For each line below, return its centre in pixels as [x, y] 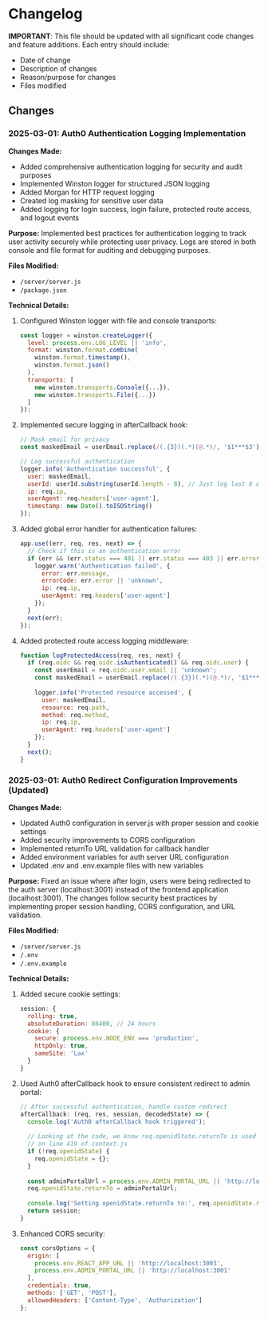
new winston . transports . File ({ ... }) [95, 395]
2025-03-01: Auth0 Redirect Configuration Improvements [123, 780]
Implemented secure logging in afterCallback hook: [104, 425]
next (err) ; [45, 618]
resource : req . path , [75, 708]
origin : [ [43, 1256]
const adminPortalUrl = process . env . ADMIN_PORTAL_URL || [124, 1181]
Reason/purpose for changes [68, 77]
